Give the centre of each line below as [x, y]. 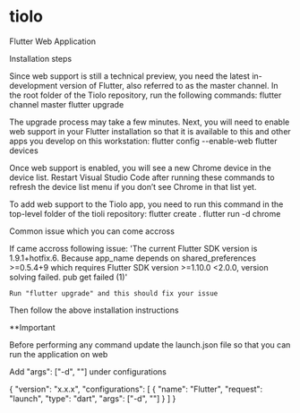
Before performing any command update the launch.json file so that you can [150, 344]
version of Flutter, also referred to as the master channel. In [169, 85]
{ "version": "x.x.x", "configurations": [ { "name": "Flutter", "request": [136, 389]
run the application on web [59, 354]
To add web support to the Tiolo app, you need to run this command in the [146, 204]
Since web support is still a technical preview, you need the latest [130, 76]
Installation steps [41, 58]
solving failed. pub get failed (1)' [69, 277]
